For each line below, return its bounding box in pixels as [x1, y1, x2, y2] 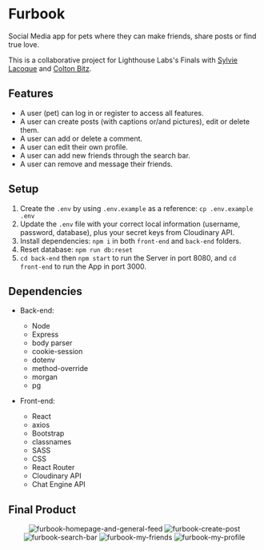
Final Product [8, 503, 76, 516]
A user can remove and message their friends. [19, 159, 174, 169]
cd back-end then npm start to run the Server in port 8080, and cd [19, 253, 237, 262]
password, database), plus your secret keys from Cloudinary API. [19, 227, 234, 237]
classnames [31, 437, 72, 447]
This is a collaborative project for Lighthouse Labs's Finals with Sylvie [8, 55, 238, 65]
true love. [8, 39, 40, 49]
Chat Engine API [31, 480, 86, 489]
